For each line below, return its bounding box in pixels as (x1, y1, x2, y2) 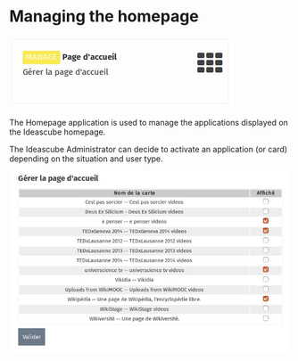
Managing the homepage (9, 6, 199, 27)
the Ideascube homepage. (9, 127, 106, 137)
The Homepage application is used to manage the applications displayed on (9, 117, 288, 127)
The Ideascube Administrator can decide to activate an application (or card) (9, 144, 288, 154)
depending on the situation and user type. (9, 153, 163, 164)
